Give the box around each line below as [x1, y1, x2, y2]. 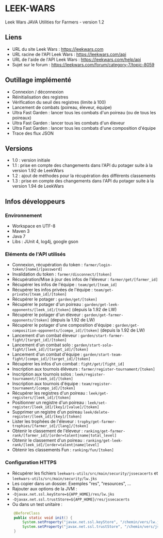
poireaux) [12, 115, 32, 120]
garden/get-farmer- [84, 313, 124, 318]
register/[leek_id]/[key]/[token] [12, 414, 82, 419]
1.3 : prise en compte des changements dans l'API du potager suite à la [12, 178, 154, 184]
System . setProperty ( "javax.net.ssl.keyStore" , [22, 520, 118, 525]
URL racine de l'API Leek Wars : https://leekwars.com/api [12, 51, 127, 57]
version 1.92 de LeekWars [12, 168, 64, 174]
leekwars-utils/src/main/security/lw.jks [12, 476, 97, 481]
